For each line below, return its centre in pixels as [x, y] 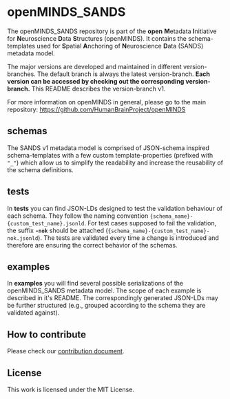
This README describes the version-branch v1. [98, 89]
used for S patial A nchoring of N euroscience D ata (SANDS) [120, 46]
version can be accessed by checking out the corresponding [96, 81]
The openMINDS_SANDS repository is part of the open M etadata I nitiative [112, 31]
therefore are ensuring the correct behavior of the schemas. [92, 245]
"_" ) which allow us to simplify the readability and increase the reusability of [115, 163]
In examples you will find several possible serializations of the [95, 284]
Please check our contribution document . [66, 351]
